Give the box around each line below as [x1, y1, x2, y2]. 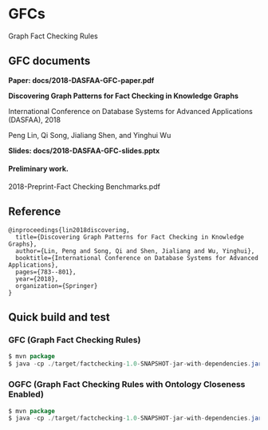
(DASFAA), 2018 [8, 115, 61, 124]
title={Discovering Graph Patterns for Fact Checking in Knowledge [15, 233, 245, 241]
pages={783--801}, [15, 268, 77, 276]
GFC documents [8, 54, 91, 68]
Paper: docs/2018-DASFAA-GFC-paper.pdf [8, 75, 155, 85]
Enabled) [8, 389, 44, 400]
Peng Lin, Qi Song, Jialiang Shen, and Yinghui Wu [8, 130, 171, 140]
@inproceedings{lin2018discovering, [8, 226, 130, 234]
